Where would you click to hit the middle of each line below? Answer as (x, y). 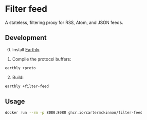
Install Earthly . (26, 49)
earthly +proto (20, 68)
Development (26, 38)
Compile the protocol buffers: (42, 59)
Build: (18, 77)
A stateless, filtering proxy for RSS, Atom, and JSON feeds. (64, 22)
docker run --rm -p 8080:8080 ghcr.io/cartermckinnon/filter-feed (74, 113)
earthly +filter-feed (27, 86)
